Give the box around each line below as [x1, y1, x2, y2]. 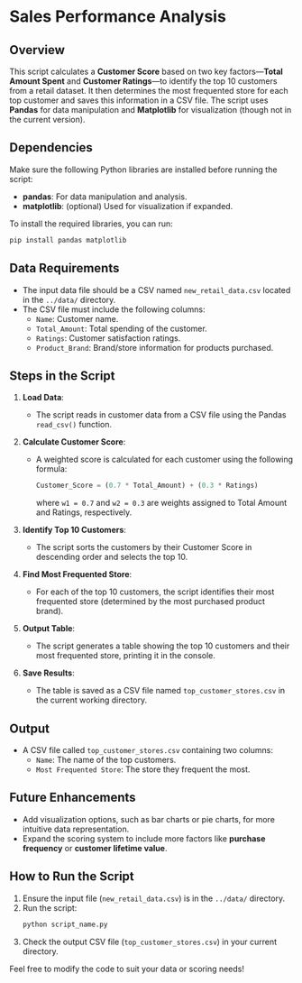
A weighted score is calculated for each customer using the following [35, 454, 294, 465]
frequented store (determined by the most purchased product [35, 596, 266, 607]
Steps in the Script [9, 368, 115, 383]
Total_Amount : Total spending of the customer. [35, 323, 207, 334]
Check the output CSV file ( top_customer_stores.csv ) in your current [22, 936, 278, 947]
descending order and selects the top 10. [35, 552, 188, 563]
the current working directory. [35, 694, 148, 705]
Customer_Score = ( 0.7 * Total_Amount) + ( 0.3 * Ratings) [35, 481, 259, 491]
